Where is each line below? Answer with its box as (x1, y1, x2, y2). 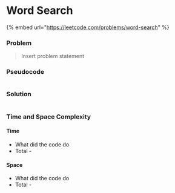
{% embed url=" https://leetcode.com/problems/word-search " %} (6, 24, 170, 31)
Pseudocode (6, 68, 44, 76)
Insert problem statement (21, 53, 85, 60)
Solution (6, 90, 32, 99)
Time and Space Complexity (6, 113, 91, 121)
